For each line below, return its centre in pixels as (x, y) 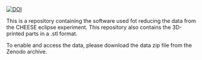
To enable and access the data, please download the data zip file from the (99, 45)
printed (15, 34)
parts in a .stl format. (51, 34)
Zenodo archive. (27, 52)
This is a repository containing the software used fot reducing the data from (101, 21)
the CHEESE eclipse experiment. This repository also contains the (89, 27)
